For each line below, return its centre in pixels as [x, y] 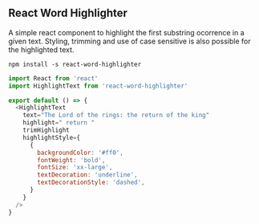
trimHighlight [46, 130]
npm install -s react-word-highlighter [75, 64]
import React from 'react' [53, 78]
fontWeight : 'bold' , [71, 160]
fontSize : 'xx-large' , [75, 168]
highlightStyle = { [52, 137]
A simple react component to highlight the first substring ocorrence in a [126, 32]
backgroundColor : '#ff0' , [81, 153]
